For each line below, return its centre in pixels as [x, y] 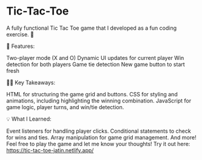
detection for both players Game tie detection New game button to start [96, 64]
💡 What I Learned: [29, 119]
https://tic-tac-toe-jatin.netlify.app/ [50, 150]
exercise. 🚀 [20, 34]
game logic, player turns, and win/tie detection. [65, 107]
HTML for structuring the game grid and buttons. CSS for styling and [92, 94]
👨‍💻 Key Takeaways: [31, 82]
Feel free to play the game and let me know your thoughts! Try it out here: [98, 144]
